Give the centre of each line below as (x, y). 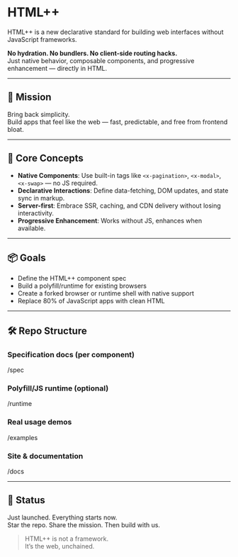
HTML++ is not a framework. (67, 539)
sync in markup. (41, 198)
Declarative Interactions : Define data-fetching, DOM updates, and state (123, 190)
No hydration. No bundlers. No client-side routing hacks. (92, 53)
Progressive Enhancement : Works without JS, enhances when (110, 220)
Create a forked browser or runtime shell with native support (106, 293)
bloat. (16, 129)
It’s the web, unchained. (59, 546)
